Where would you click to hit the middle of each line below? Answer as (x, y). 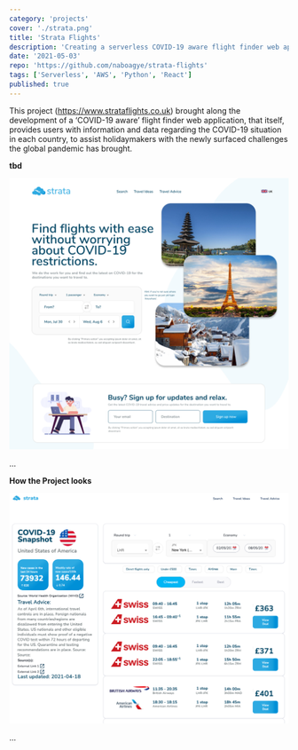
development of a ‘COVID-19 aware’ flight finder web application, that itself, (147, 120)
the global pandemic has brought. (71, 148)
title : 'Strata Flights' (55, 37)
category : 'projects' (49, 19)
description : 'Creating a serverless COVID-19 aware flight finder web (144, 47)
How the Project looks (51, 480)
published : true (39, 84)
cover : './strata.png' (51, 28)
